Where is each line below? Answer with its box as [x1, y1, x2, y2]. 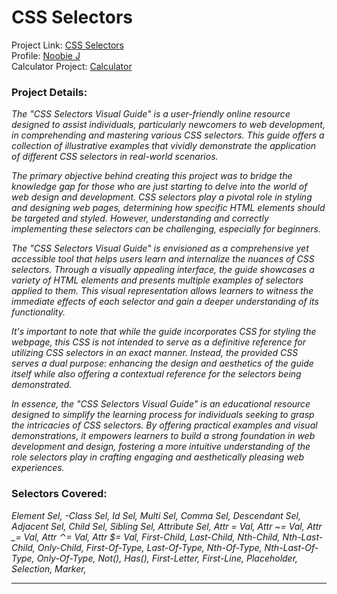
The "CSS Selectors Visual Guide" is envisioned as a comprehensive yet [11, 242, 309, 255]
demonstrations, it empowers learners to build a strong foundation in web [11, 430, 316, 442]
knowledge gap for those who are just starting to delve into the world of [11, 181, 308, 193]
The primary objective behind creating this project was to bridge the [11, 170, 293, 182]
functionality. [11, 306, 66, 318]
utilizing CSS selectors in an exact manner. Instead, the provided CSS [11, 347, 299, 359]
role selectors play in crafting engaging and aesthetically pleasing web [11, 451, 305, 463]
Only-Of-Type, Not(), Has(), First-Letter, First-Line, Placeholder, [36, 552, 299, 564]
